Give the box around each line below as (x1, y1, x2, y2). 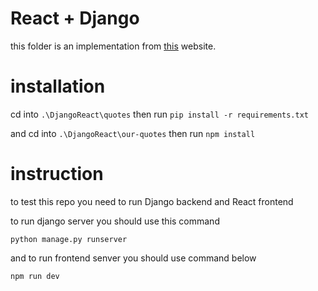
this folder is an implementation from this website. (10, 40, 217, 52)
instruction (10, 163, 104, 186)
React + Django (10, 7, 140, 30)
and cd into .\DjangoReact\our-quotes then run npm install (10, 127, 256, 139)
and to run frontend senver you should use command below (10, 252, 257, 264)
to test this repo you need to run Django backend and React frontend (10, 195, 294, 207)
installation (10, 75, 106, 98)
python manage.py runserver (10, 234, 128, 244)
